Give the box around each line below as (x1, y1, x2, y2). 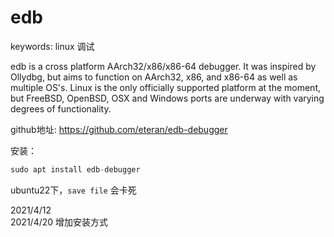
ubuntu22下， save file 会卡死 (10, 184, 137, 196)
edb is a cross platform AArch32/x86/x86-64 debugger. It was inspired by (10, 60, 317, 72)
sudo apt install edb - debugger (10, 164, 141, 175)
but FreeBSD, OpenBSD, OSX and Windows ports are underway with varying (10, 92, 325, 104)
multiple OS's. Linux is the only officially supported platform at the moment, (10, 81, 322, 93)
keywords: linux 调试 (10, 40, 95, 52)
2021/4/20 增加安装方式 (10, 216, 109, 228)
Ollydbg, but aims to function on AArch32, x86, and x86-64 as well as (10, 71, 298, 83)
